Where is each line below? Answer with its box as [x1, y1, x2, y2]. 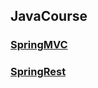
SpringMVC [10, 38, 68, 52]
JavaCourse [10, 8, 88, 25]
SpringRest [10, 65, 67, 79]
